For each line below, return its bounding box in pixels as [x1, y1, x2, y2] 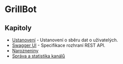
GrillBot [5, 4, 37, 15]
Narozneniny [12, 48, 39, 53]
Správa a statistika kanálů [12, 53, 65, 59]
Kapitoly [5, 24, 32, 32]
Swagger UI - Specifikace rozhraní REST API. [12, 42, 106, 48]
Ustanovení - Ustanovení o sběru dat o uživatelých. [12, 37, 118, 43]
